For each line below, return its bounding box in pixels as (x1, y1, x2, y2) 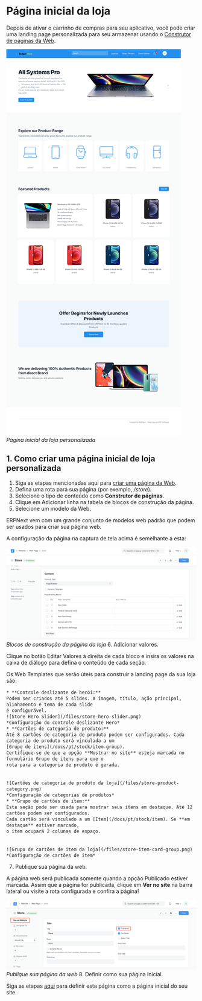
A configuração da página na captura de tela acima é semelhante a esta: (6, 534, 186, 542)
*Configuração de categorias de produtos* (6, 792, 115, 798)
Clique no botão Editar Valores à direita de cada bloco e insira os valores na (6, 652, 194, 659)
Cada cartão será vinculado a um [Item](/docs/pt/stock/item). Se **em (6, 816, 190, 822)
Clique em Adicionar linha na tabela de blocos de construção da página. (14, 498, 194, 505)
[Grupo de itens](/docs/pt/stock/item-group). (6, 744, 125, 750)
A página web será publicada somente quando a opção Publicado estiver (6, 874, 188, 882)
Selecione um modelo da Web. (14, 505, 92, 512)
